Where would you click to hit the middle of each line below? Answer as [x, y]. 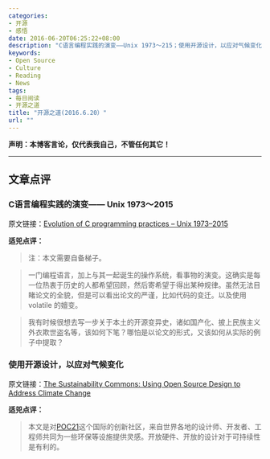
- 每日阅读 [24, 98]
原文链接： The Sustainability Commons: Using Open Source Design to [125, 383]
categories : [28, 16]
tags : [17, 90]
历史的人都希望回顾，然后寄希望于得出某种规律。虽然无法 [158, 285]
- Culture [25, 68]
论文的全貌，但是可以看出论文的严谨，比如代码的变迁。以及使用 [141, 295]
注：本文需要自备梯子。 [67, 257]
